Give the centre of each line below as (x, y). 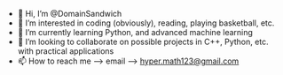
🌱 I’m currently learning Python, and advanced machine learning (135, 32)
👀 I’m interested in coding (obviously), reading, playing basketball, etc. (146, 23)
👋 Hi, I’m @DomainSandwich (70, 14)
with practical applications (66, 51)
